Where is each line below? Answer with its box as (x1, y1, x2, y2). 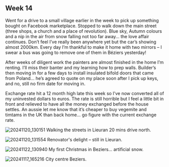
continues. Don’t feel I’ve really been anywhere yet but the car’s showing (5, 39, 156, 45)
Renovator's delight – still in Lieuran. (47, 136, 123, 142)
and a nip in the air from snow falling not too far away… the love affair (5, 33, 149, 39)
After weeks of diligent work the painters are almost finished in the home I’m (5, 59, 164, 65)
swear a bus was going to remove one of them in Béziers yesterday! (5, 49, 146, 55)
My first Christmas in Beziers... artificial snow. (48, 146, 144, 152)
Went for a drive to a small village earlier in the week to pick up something (5, 17, 159, 23)
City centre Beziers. (45, 156, 87, 162)
